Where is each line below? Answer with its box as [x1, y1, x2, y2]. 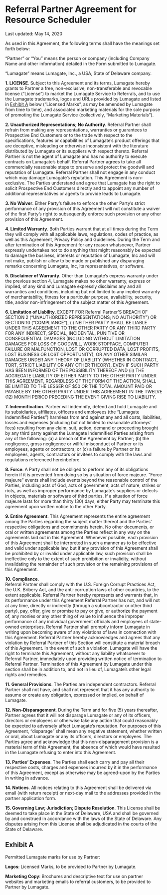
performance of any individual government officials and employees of [5, 618, 149, 624]
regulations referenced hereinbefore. [5, 456, 81, 463]
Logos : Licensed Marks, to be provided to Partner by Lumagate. [5, 864, 137, 870]
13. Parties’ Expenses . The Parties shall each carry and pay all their [5, 759, 145, 765]
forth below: [5, 45, 30, 51]
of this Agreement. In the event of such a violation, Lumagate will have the [5, 645, 158, 651]
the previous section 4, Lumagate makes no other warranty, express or [5, 278, 151, 284]
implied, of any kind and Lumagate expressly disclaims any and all [5, 283, 141, 289]
